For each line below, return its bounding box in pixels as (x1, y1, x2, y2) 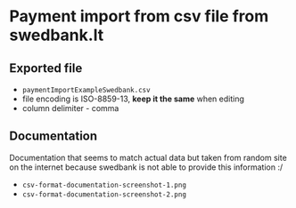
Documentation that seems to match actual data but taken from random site (9, 152, 287, 163)
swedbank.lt (9, 25, 104, 45)
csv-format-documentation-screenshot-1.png (21, 180, 187, 189)
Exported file (9, 60, 83, 76)
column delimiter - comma (21, 103, 119, 113)
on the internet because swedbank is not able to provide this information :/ (9, 162, 284, 172)
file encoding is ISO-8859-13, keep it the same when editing (21, 93, 245, 104)
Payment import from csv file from (9, 6, 269, 27)
